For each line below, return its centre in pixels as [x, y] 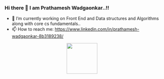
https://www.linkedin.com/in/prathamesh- [97, 29]
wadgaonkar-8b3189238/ [38, 36]
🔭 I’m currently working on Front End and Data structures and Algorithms [85, 19]
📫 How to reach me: [33, 29]
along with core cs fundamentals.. [46, 24]
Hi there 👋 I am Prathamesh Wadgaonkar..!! [57, 8]
